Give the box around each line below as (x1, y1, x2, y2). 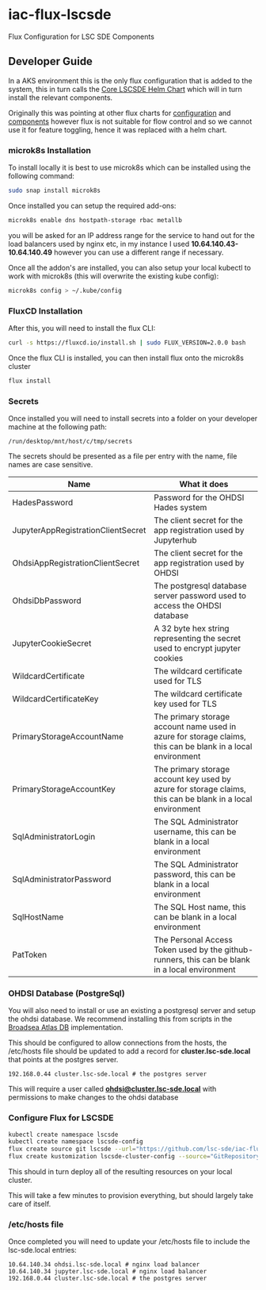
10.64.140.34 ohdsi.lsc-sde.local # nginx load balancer (8, 1261, 200, 1269)
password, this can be (154, 869, 236, 880)
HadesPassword (12, 497, 74, 509)
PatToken (12, 950, 47, 961)
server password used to (154, 590, 247, 601)
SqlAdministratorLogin (12, 831, 96, 843)
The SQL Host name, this (154, 902, 247, 913)
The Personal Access (154, 935, 234, 946)
